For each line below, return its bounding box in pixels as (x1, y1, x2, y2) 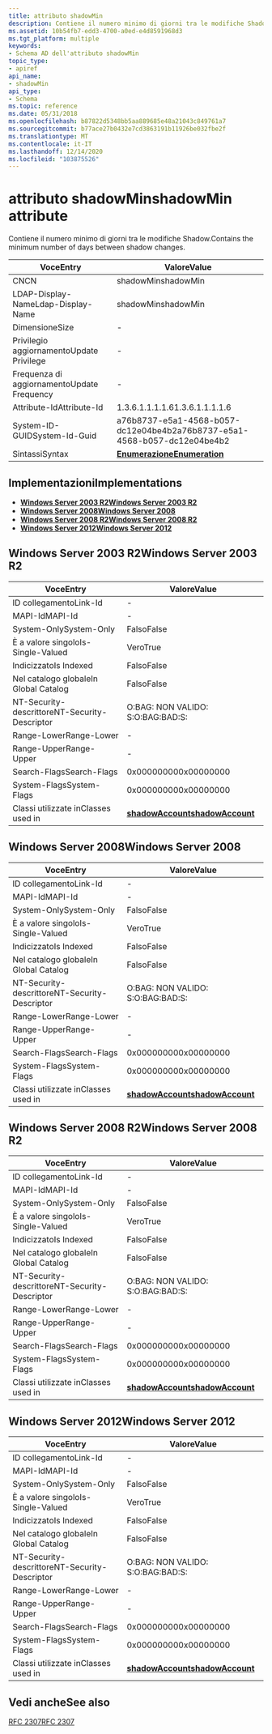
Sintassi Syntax (12, 449, 69, 460)
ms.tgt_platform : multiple (8, 34, 100, 43)
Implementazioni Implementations (8, 475, 182, 490)
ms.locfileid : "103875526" (8, 155, 100, 163)
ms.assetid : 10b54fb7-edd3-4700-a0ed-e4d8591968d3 (8, 27, 183, 35)
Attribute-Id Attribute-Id (12, 402, 104, 413)
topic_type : (8, 58, 49, 66)
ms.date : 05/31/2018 (8, 110, 79, 118)
